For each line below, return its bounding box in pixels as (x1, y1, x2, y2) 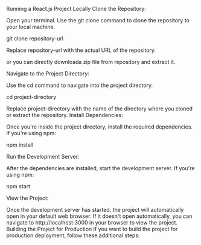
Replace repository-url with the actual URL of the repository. (6, 46, 156, 54)
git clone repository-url (6, 35, 63, 42)
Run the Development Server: (6, 153, 80, 160)
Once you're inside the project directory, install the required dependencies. (6, 123, 193, 130)
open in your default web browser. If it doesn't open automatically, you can (6, 212, 193, 220)
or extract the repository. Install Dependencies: (6, 112, 123, 118)
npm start (6, 183, 31, 189)
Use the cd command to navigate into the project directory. (6, 81, 153, 89)
